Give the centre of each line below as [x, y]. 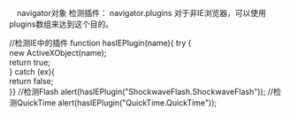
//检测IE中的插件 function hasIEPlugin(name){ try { [100, 43]
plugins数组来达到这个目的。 [61, 24]
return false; [31, 81]
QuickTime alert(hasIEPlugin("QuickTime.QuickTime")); [117, 103]
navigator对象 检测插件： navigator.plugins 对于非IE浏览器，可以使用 [141, 13]
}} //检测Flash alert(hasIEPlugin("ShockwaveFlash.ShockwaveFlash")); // [141, 92]
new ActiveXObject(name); [58, 53]
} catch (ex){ [32, 72]
